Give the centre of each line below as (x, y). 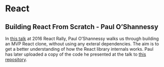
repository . (16, 59)
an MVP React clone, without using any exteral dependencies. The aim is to (82, 44)
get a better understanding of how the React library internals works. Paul (79, 49)
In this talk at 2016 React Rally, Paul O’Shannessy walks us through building (82, 38)
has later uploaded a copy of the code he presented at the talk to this (76, 54)
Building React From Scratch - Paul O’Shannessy (82, 27)
